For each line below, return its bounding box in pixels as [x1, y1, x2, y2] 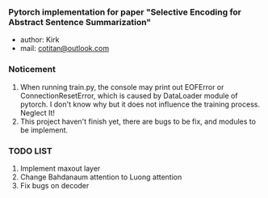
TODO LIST [8, 145, 52, 156]
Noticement [8, 64, 57, 75]
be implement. [19, 124, 69, 135]
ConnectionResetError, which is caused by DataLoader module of [19, 91, 238, 100]
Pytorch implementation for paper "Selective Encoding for [8, 6, 242, 18]
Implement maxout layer [19, 163, 101, 173]
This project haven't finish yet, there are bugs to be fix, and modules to [19, 116, 257, 126]
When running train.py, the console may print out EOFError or [19, 82, 224, 91]
